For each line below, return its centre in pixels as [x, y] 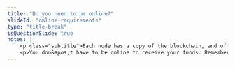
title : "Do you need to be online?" [60, 14]
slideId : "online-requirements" [54, 20]
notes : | [20, 40]
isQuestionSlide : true [40, 33]
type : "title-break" [37, 27]
